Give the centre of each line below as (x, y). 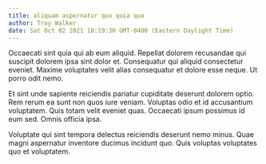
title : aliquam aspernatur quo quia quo (77, 16)
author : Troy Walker (43, 23)
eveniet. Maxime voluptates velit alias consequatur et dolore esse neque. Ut (133, 70)
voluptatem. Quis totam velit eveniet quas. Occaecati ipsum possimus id (127, 111)
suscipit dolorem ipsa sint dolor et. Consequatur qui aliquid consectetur (126, 61)
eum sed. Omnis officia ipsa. (55, 119)
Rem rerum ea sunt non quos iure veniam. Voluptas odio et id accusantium (131, 102)
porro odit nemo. (36, 78)
